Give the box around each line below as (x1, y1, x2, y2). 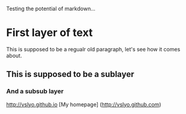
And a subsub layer (6, 87, 64, 95)
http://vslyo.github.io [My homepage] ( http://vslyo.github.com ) (6, 101, 161, 108)
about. (6, 52, 22, 59)
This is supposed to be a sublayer (6, 69, 134, 79)
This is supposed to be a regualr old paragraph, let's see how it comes (6, 45, 181, 53)
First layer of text (6, 26, 93, 39)
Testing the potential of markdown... (6, 5, 96, 12)
